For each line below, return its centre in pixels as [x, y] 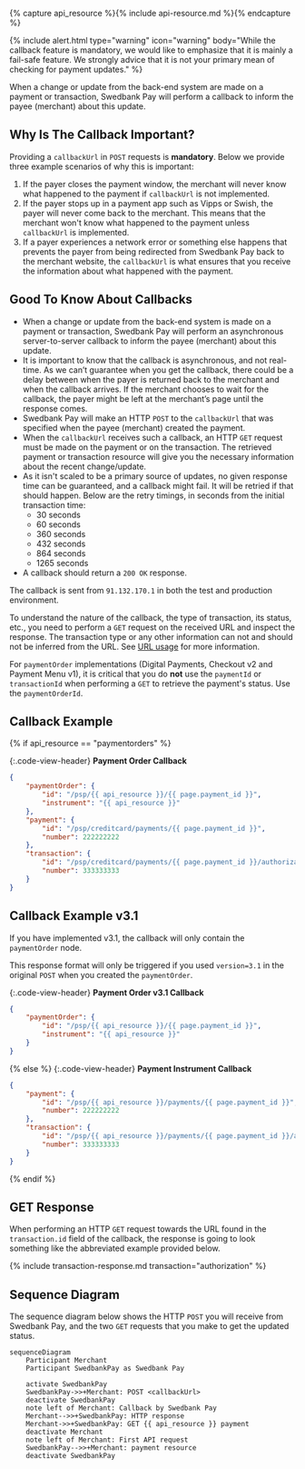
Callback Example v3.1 [74, 916]
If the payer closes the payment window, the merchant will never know [154, 184]
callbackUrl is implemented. [76, 232]
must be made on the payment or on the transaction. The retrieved [147, 447]
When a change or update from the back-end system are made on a [137, 87]
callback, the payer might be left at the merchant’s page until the [143, 398]
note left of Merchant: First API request [107, 1440]
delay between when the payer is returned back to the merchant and [151, 379]
